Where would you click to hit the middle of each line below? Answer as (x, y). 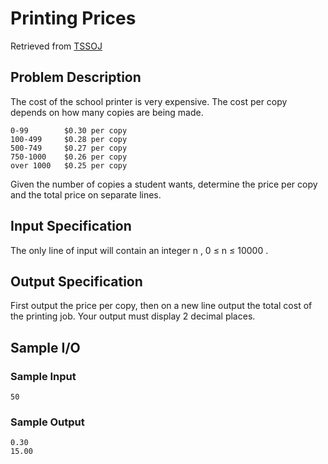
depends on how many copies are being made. (107, 112)
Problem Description (76, 77)
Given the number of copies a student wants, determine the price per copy (164, 184)
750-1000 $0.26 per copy (69, 157)
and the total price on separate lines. (86, 194)
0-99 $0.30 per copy (69, 130)
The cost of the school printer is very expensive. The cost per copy (149, 101)
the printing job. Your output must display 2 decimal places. (133, 316)
